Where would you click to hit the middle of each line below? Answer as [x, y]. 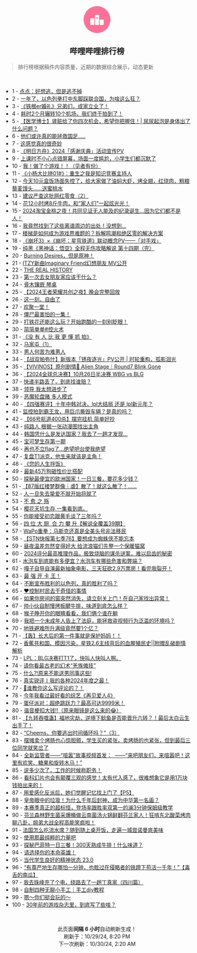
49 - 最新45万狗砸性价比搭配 [47, 471]
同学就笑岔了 [33, 747]
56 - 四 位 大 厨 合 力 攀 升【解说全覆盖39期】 [68, 523]
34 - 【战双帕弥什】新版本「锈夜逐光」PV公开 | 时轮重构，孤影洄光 [94, 359]
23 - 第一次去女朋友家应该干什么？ [54, 277]
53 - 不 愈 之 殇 [30, 501]
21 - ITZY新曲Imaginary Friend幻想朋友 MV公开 [69, 263]
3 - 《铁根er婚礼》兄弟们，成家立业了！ [60, 106]
